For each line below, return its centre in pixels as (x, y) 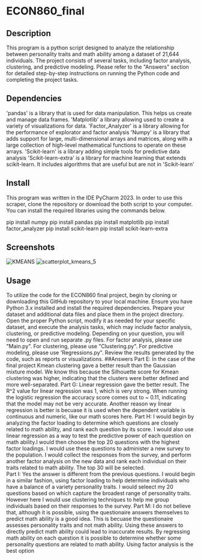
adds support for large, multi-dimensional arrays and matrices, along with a (99, 138)
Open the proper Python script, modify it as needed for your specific (91, 321)
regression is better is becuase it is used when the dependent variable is (96, 410)
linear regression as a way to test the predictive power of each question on (99, 436)
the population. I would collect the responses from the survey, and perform (99, 455)
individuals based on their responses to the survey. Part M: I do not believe (98, 506)
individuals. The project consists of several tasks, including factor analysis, (99, 60)
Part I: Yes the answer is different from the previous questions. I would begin (101, 474)
